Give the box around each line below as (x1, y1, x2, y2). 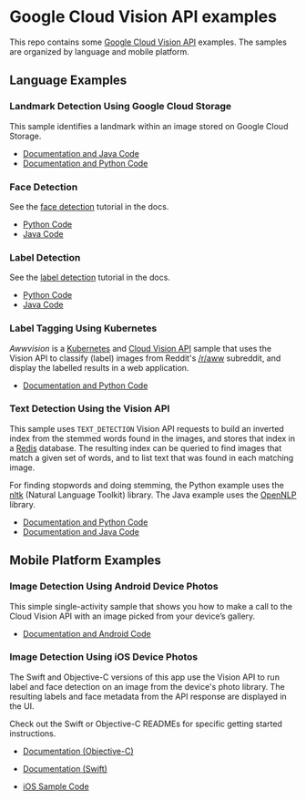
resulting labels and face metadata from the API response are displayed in (9, 691, 287, 702)
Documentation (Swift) (22, 763, 107, 774)
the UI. (9, 700, 35, 712)
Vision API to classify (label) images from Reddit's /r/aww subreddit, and (9, 353, 281, 364)
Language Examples (9, 73, 127, 88)
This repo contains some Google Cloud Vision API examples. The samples (9, 36, 287, 47)
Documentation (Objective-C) (22, 745, 134, 756)
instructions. (9, 727, 56, 739)
